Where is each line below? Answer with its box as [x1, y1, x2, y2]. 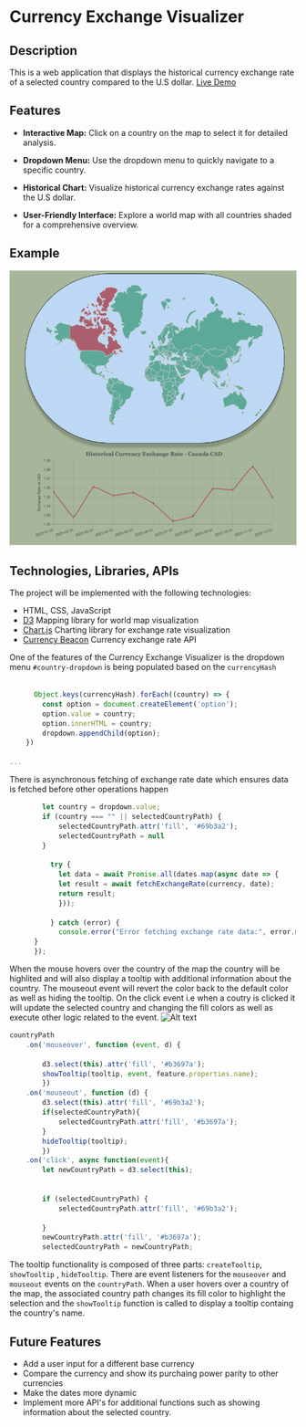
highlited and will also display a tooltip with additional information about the [9, 973, 292, 984]
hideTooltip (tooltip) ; [42, 1137, 128, 1146]
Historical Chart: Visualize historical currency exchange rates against [22, 182, 285, 193]
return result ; [57, 888, 117, 898]
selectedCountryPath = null [57, 831, 166, 841]
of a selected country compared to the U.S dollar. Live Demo [9, 77, 237, 88]
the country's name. [9, 1307, 85, 1318]
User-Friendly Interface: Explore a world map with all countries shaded [22, 209, 292, 220]
